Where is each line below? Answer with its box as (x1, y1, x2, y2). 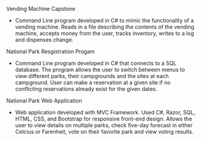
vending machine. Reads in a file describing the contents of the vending (15, 24, 195, 30)
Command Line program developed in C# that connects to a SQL (15, 60, 177, 67)
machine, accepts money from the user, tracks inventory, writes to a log (15, 30, 194, 37)
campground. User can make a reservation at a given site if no (15, 79, 171, 86)
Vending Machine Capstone (6, 5, 76, 12)
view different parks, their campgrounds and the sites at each (15, 73, 170, 79)
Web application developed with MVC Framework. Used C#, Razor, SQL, (15, 109, 196, 116)
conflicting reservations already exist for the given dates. (15, 85, 157, 93)
